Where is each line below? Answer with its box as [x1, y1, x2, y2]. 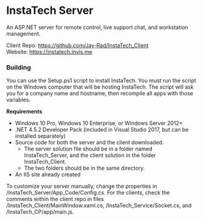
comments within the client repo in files [6, 196, 104, 203]
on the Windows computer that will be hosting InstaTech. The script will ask [6, 83, 194, 91]
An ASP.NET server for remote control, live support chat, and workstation [6, 24, 189, 31]
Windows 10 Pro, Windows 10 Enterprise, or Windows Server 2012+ [14, 120, 183, 127]
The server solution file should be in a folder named [24, 146, 153, 153]
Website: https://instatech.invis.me [6, 48, 92, 55]
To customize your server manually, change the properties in [6, 182, 157, 190]
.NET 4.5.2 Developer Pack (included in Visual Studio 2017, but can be [14, 126, 189, 133]
